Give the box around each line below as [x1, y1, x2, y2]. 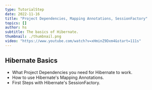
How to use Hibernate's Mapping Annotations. [12, 75, 104, 80]
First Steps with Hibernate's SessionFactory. [12, 79, 100, 85]
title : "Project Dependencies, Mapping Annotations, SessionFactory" [5, 16, 148, 21]
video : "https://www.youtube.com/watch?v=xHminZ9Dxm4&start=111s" [5, 39, 141, 44]
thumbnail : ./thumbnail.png [5, 34, 62, 39]
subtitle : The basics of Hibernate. [5, 30, 79, 34]
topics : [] [5, 20, 27, 26]
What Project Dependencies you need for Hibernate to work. [12, 69, 133, 75]
